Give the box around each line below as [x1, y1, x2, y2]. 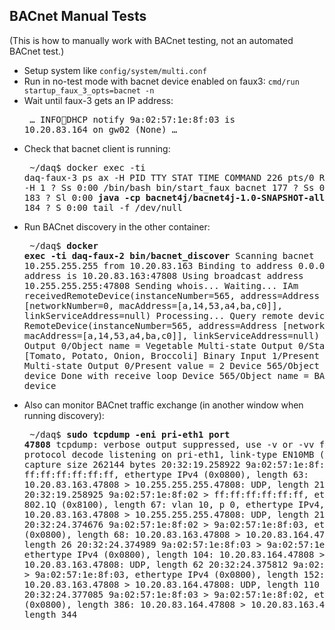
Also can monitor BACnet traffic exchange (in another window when [23, 399, 304, 411]
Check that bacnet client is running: [23, 142, 171, 154]
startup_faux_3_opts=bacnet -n [23, 85, 155, 96]
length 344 [23, 609, 78, 620]
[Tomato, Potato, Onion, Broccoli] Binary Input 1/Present [23, 350, 320, 361]
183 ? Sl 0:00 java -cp [23, 192, 141, 203]
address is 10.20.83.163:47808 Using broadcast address [23, 270, 304, 281]
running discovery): [23, 409, 105, 421]
